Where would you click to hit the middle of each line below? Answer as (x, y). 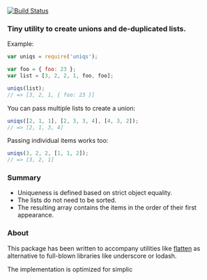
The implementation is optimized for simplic (70, 269)
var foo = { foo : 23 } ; (42, 70)
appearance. (36, 215)
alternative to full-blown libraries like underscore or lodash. (92, 256)
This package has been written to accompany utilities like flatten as (104, 248)
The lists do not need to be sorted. (67, 200)
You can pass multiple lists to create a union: (71, 108)
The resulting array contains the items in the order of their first (107, 208)
